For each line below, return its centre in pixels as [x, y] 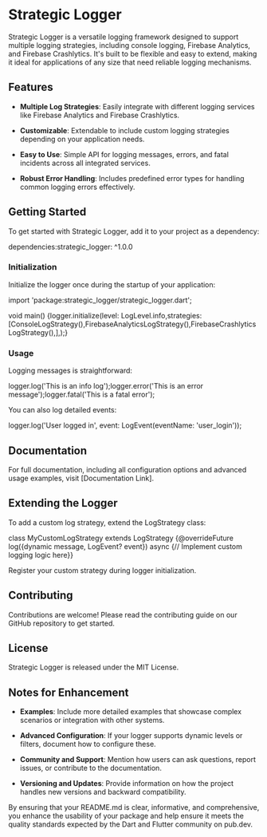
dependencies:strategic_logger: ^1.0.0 [71, 247]
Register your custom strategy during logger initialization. [102, 570]
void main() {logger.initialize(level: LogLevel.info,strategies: [105, 315]
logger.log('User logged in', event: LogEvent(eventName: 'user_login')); [125, 425]
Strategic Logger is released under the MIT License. [94, 667]
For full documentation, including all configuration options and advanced [128, 469]
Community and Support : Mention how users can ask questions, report [138, 760]
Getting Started [47, 212]
